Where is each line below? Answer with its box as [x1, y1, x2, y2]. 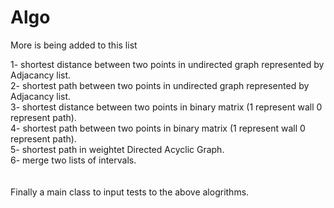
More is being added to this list [10, 39, 138, 51]
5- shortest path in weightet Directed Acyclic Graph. [10, 143, 225, 155]
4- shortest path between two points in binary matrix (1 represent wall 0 [10, 122, 306, 134]
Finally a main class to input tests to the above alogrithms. [10, 186, 250, 198]
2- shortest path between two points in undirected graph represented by [10, 79, 310, 91]
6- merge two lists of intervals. [10, 154, 137, 166]
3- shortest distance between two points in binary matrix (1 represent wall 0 [10, 101, 323, 113]
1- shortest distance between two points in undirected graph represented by [10, 58, 325, 70]
